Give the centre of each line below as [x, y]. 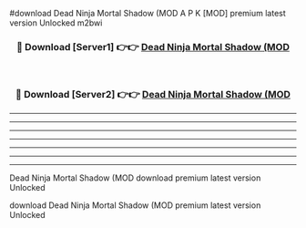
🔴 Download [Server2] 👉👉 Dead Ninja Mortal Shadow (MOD [153, 95]
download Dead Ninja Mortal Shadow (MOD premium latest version [135, 205]
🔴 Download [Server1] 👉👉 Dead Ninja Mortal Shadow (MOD [153, 47]
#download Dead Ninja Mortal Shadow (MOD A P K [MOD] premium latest [148, 13]
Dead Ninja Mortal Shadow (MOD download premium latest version [135, 178]
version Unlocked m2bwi [56, 23]
